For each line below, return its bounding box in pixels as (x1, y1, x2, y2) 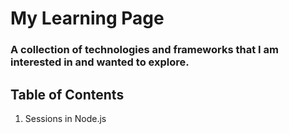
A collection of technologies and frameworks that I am (10, 43, 279, 57)
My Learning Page (10, 7, 165, 30)
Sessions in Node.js (24, 112, 107, 124)
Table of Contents (10, 86, 125, 103)
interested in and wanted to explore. (10, 55, 190, 69)
